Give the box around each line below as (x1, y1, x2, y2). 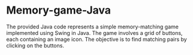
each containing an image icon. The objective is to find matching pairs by (6, 35, 187, 43)
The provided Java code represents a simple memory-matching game (6, 23, 179, 30)
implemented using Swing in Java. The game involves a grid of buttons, (6, 29, 183, 36)
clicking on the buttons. (6, 42, 65, 49)
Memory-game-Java (6, 4, 111, 17)
